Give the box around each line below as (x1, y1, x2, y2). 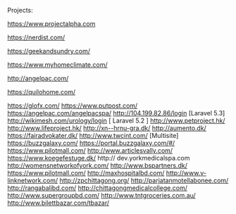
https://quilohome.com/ (7, 88, 76, 96)
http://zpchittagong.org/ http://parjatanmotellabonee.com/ (59, 176, 229, 184)
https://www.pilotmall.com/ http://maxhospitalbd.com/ (7, 169, 165, 177)
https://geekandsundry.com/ (7, 47, 90, 55)
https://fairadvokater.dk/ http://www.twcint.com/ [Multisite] (7, 132, 179, 139)
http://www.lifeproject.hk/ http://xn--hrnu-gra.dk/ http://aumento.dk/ (7, 124, 206, 132)
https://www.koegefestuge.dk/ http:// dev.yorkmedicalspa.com (7, 154, 190, 162)
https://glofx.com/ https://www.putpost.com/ (7, 101, 138, 110)
